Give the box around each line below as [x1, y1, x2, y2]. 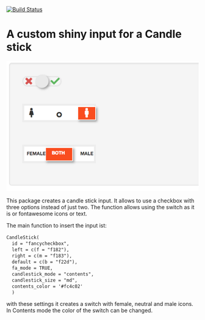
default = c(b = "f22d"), [12, 259, 78, 265]
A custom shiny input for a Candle [6, 28, 182, 41]
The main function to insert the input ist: [6, 221, 107, 229]
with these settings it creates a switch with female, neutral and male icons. [6, 300, 193, 307]
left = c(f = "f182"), [12, 247, 70, 253]
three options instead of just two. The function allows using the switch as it [6, 203, 195, 210]
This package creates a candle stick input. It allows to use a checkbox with [6, 196, 195, 204]
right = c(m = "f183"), [12, 253, 72, 259]
